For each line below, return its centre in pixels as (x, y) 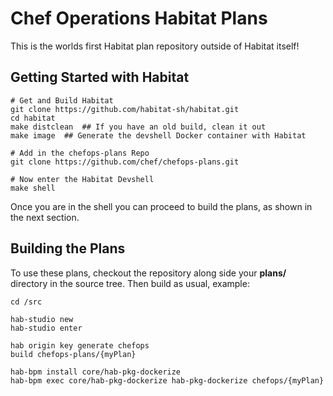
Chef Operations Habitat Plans (139, 18)
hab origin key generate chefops (80, 345)
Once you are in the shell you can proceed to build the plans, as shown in (161, 206)
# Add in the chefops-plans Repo (80, 153)
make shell (33, 188)
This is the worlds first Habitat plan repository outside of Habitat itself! (155, 46)
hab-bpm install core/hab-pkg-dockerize (96, 372)
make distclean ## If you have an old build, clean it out (138, 127)
